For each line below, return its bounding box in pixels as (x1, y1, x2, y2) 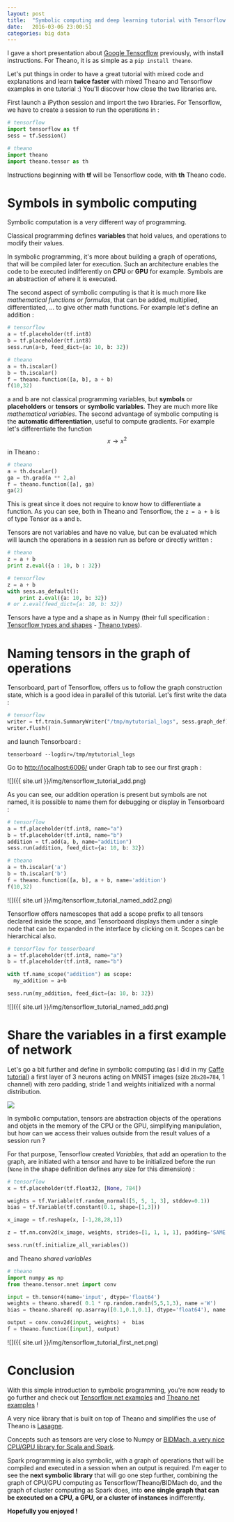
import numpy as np (7, 1274, 64, 1282)
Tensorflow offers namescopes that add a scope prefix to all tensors (7, 910, 203, 918)
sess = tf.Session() (7, 132, 68, 139)
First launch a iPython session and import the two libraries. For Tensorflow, (7, 99, 222, 107)
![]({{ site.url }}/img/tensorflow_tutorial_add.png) (7, 777, 146, 785)
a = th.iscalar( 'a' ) (7, 864, 68, 871)
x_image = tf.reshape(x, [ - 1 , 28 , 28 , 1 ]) (7, 1216, 123, 1223)
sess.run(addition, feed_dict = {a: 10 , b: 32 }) (7, 845, 145, 852)
